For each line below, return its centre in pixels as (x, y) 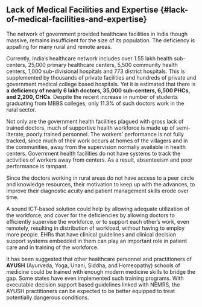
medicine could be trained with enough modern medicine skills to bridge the (101, 271)
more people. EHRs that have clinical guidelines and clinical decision (91, 234)
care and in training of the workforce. (52, 247)
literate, (16, 134)
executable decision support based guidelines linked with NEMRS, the (93, 284)
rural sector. (21, 109)
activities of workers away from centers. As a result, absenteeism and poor (99, 160)
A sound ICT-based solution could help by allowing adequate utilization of (98, 209)
